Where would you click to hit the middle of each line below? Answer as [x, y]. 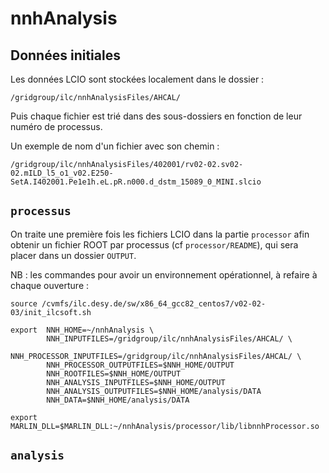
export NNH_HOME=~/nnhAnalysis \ [82, 330]
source [24, 303]
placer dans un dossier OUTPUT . [73, 255]
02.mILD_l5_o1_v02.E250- [62, 173]
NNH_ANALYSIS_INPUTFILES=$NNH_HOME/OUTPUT [136, 382]
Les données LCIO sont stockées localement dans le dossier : [137, 79]
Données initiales [65, 55]
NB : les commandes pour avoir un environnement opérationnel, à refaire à [164, 274]
